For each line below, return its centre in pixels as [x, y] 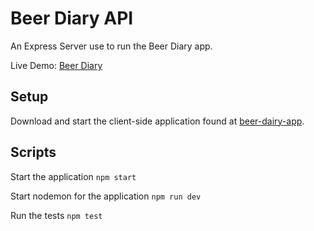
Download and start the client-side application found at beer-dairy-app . [157, 121]
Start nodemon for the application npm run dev [106, 196]
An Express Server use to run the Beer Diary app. [111, 46]
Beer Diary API [72, 18]
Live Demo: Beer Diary [56, 65]
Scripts [33, 152]
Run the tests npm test [56, 215]
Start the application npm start [73, 176]
